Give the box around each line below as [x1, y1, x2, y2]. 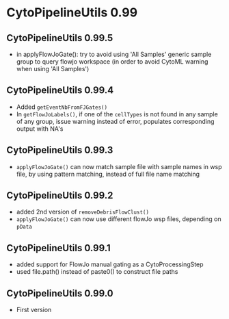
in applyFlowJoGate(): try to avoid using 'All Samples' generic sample [16, 50, 212, 58]
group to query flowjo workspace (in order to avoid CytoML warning [16, 58, 208, 66]
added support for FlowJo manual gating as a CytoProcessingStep [16, 260, 204, 268]
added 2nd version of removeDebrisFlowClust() [16, 207, 150, 216]
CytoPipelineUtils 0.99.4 [6, 84, 114, 97]
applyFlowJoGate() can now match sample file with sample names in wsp [16, 162, 222, 170]
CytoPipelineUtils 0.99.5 [6, 32, 113, 44]
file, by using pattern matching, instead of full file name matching [16, 170, 200, 178]
